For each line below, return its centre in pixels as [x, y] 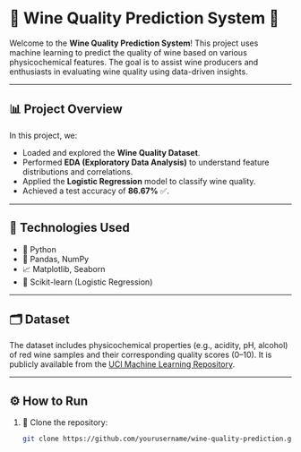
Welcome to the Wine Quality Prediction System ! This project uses [134, 43]
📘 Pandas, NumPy [56, 259]
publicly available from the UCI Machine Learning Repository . [122, 364]
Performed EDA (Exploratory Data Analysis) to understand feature [146, 162]
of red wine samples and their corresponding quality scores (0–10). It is [141, 355]
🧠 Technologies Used [69, 228]
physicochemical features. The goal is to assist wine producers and [134, 62]
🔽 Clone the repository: [65, 422]
